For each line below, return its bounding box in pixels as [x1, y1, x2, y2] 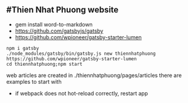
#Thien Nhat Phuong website [6, 5, 119, 15]
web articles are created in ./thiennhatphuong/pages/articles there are [6, 72, 182, 79]
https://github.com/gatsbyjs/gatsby [15, 27, 104, 34]
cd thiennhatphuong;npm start [6, 61, 83, 67]
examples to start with [6, 78, 62, 85]
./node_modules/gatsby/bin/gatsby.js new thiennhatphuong [6, 51, 156, 57]
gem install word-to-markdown [15, 20, 93, 28]
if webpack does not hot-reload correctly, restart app [15, 90, 149, 97]
